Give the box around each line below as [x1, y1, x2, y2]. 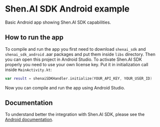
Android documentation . [5, 117, 53, 123]
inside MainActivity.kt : [5, 67, 52, 72]
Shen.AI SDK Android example [5, 3, 130, 14]
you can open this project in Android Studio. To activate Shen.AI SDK [5, 56, 142, 62]
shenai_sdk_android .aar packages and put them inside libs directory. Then [5, 51, 156, 57]
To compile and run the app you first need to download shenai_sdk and [5, 46, 146, 52]
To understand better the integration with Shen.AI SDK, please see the [5, 112, 145, 117]
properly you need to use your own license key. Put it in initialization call [5, 61, 148, 67]
